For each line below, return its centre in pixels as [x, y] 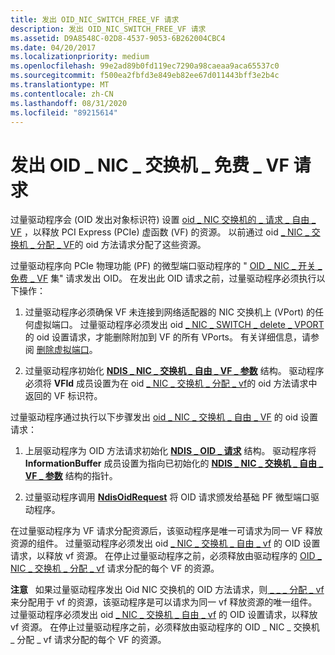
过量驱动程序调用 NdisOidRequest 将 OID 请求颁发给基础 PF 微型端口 [167, 497]
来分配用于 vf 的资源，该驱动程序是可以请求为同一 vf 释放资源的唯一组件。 [164, 602]
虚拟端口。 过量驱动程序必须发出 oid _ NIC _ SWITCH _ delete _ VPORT [179, 325]
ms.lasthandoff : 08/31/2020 [69, 103]
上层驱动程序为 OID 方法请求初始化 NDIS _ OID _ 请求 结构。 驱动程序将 [170, 451]
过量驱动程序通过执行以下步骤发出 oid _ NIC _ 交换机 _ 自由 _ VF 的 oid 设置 [164, 417]
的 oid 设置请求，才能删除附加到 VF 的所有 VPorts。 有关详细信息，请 [167, 337]
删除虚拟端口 [63, 350]
